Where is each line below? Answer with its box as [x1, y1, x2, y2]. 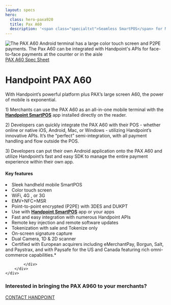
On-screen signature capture [12, 230, 73, 237]
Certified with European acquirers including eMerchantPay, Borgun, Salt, [12, 241, 164, 247]
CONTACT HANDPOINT [5, 294, 55, 300]
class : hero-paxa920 [10, 17, 53, 22]
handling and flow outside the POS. [5, 138, 79, 144]
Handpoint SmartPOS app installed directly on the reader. [5, 112, 127, 118]
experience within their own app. [5, 159, 74, 165]
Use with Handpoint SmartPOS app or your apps [12, 209, 115, 215]
